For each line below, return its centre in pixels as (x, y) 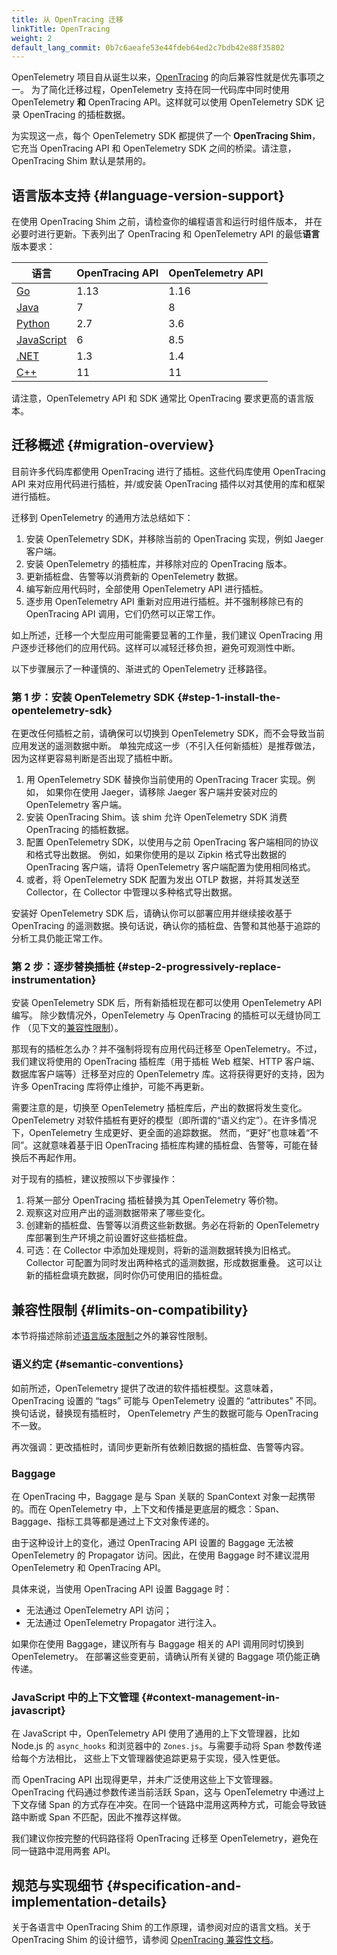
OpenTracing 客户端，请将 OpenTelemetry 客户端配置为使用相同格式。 (170, 867)
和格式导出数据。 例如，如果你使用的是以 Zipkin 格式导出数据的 (156, 855)
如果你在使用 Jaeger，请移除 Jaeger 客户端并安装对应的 (161, 792)
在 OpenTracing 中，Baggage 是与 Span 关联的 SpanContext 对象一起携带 (163, 1496)
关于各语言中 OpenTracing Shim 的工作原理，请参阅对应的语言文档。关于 (161, 1927)
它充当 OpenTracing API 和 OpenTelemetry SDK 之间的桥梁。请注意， (154, 148)
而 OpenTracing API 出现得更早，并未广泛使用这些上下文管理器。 (145, 1780)
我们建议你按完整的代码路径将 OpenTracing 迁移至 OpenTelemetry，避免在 (165, 1838)
